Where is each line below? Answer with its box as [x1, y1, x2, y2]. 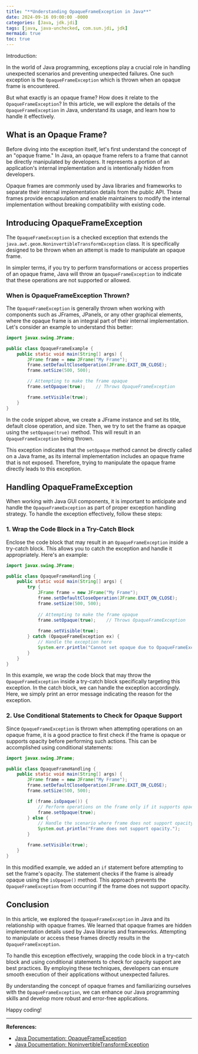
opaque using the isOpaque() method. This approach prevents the [6, 876, 166, 883]
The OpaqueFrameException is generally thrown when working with [6, 305, 165, 312]
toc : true [6, 36, 31, 42]
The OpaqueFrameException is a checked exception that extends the [6, 234, 168, 241]
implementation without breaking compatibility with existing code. [6, 201, 166, 208]
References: [6, 1023, 37, 1030]
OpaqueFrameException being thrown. [6, 435, 94, 442]
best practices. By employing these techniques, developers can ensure [6, 964, 179, 971]
